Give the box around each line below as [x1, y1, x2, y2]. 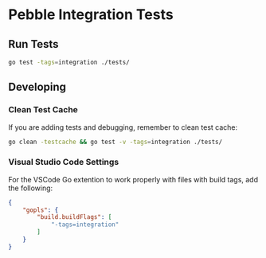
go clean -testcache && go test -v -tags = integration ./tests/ [8, 138, 223, 146]
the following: [8, 183, 53, 193]
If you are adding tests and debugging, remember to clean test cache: [8, 122, 238, 132]
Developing [8, 80, 66, 94]
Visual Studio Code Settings [8, 157, 119, 168]
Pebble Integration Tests [8, 6, 174, 24]
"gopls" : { [22, 205, 59, 214]
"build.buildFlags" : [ [37, 213, 112, 221]
